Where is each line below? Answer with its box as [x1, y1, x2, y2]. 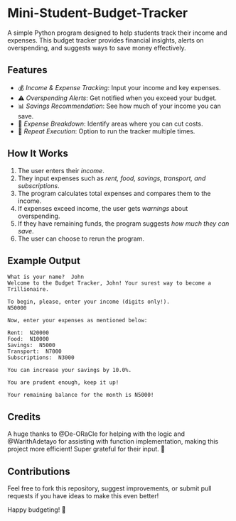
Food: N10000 [7, 336, 50, 343]
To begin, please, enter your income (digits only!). [7, 298, 171, 306]
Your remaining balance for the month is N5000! [7, 392, 154, 399]
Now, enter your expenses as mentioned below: [7, 317, 148, 324]
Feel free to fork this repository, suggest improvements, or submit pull [7, 484, 212, 493]
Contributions [7, 465, 70, 477]
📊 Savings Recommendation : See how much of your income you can [17, 102, 222, 110]
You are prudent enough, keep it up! [7, 379, 119, 386]
